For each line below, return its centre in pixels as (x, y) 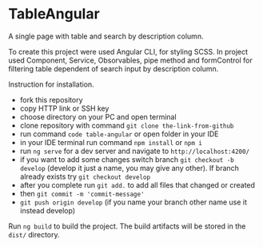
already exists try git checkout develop (85, 176)
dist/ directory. (34, 234)
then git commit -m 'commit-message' (82, 193)
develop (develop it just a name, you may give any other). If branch (130, 168)
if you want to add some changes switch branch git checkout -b (127, 159)
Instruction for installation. (51, 84)
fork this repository (51, 99)
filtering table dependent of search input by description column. (114, 68)
